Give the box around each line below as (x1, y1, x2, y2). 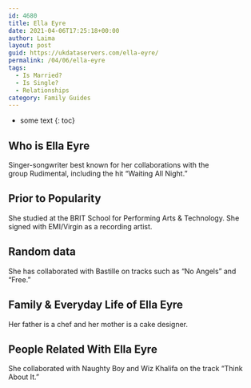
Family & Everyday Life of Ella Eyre (8, 298, 184, 312)
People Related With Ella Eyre (8, 342, 157, 356)
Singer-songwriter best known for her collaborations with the (8, 160, 209, 170)
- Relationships (15, 86, 70, 95)
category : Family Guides (8, 94, 91, 102)
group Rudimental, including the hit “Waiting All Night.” (8, 169, 188, 179)
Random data (8, 245, 76, 259)
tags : (8, 64, 26, 72)
